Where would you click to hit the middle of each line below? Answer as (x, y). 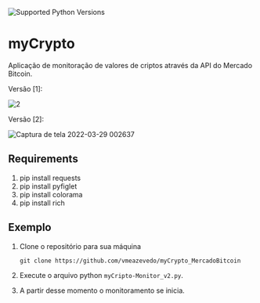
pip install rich (42, 203)
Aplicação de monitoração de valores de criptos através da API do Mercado (130, 65)
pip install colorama (51, 194)
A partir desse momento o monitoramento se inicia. (102, 290)
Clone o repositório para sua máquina (80, 246)
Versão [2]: (26, 119)
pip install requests (50, 178)
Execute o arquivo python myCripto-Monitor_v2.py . (101, 275)
